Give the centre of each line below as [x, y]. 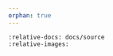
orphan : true [30, 15]
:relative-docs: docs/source [56, 37]
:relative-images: [39, 44]
